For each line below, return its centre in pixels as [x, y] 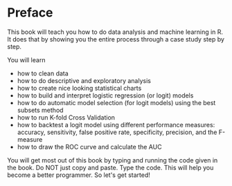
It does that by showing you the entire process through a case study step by [116, 39]
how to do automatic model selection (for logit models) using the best [116, 102]
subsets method [40, 110]
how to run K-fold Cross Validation [66, 117]
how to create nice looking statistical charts [79, 88]
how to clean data [43, 73]
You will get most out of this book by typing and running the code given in [113, 160]
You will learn [26, 59]
